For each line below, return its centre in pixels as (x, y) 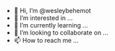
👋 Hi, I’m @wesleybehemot (52, 11)
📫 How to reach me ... (46, 40)
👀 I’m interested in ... (43, 18)
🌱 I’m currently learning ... (51, 25)
